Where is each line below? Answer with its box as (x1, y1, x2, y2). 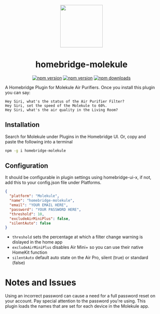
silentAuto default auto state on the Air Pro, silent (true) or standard (12, 255, 149, 261)
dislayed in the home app (12, 239, 63, 245)
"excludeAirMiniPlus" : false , (9, 216, 70, 221)
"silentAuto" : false (9, 221, 51, 226)
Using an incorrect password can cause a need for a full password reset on (5, 293, 156, 299)
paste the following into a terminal (5, 139, 73, 144)
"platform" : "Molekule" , (9, 193, 60, 199)
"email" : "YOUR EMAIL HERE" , (9, 203, 68, 208)
